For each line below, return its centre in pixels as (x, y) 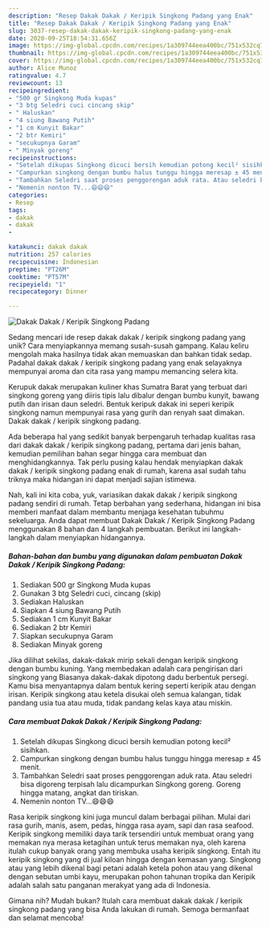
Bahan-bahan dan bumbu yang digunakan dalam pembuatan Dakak (125, 556)
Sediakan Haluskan (52, 602)
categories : (28, 195)
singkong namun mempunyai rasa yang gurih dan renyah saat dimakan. (127, 413)
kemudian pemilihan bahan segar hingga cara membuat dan (108, 454)
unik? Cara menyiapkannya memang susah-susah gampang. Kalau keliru (129, 346)
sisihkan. (35, 750)
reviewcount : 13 (35, 83)
